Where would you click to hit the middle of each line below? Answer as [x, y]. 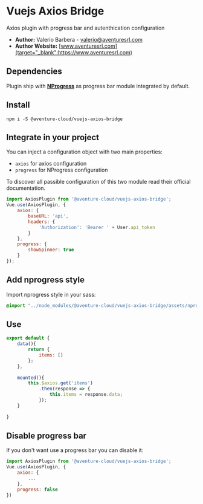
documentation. [26, 188]
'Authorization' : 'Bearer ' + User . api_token [97, 227]
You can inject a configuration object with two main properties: [85, 152]
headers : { [42, 222]
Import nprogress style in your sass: [51, 294]
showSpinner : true [51, 250]
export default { [28, 338]
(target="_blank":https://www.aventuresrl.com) [74, 52]
